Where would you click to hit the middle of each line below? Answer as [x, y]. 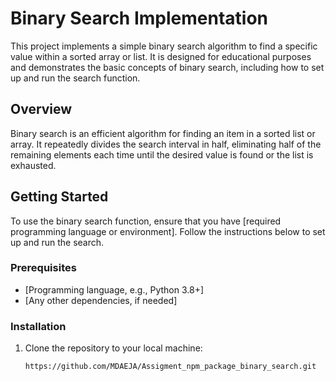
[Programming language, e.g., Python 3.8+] [114, 289]
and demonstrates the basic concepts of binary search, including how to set [167, 67]
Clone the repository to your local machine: [113, 348]
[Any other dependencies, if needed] [101, 300]
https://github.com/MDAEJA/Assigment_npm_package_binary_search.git [170, 367]
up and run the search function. [75, 78]
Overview [41, 109]
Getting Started [59, 197]
